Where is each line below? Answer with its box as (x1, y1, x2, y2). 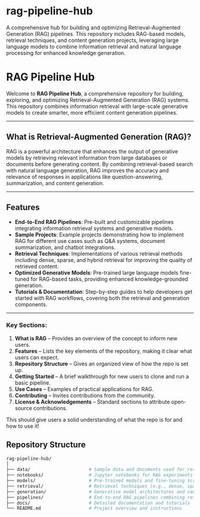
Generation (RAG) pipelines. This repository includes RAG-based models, (6, 30, 186, 37)
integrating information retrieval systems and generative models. (14, 224, 174, 232)
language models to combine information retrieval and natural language (6, 43, 182, 50)
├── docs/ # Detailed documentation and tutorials (6, 500, 190, 506)
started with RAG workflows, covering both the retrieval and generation (14, 294, 190, 301)
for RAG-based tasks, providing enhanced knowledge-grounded (30, 275, 189, 282)
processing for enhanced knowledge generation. (6, 49, 126, 56)
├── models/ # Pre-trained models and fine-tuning (6, 478, 185, 484)
